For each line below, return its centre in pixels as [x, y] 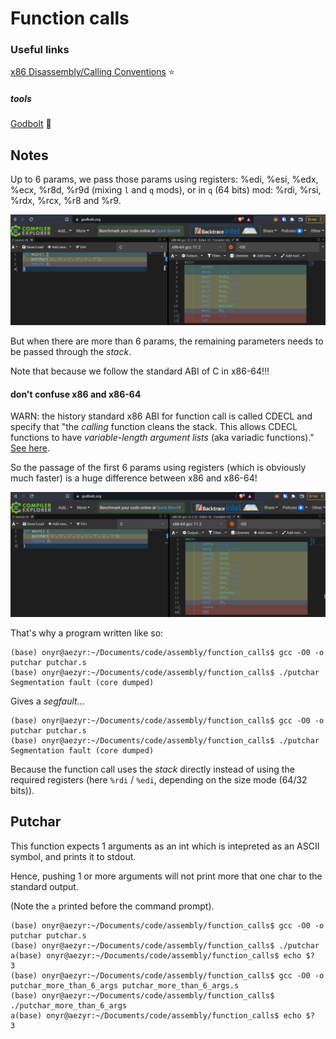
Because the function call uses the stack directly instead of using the [152, 769]
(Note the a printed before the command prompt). [112, 906]
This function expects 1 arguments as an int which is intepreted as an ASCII [165, 846]
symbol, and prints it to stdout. [73, 856]
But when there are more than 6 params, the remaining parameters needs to [167, 341]
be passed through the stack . [71, 351]
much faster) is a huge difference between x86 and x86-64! [134, 478]
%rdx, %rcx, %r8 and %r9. [66, 201]
